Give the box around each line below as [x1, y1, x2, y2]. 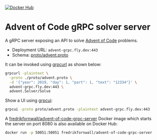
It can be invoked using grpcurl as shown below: [5, 61, 101, 67]
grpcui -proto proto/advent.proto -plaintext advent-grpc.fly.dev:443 [5, 107, 150, 112]
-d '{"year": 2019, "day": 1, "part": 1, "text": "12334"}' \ [9, 80, 137, 85]
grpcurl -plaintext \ [5, 71, 49, 76]
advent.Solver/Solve [9, 89, 51, 94]
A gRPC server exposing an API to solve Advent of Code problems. [5, 37, 138, 43]
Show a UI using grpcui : [5, 97, 53, 104]
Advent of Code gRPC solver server [5, 22, 151, 32]
